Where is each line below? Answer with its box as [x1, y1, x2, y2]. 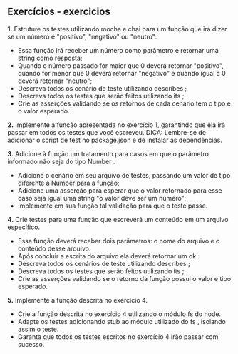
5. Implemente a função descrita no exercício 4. [7, 295, 148, 304]
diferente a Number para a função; [17, 178, 120, 187]
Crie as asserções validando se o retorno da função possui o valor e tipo [17, 274, 232, 283]
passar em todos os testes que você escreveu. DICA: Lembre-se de [7, 128, 207, 136]
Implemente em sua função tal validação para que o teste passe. [17, 201, 208, 210]
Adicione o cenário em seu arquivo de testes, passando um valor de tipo [17, 171, 231, 179]
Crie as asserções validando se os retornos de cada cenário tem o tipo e [17, 99, 232, 108]
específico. [7, 223, 41, 231]
